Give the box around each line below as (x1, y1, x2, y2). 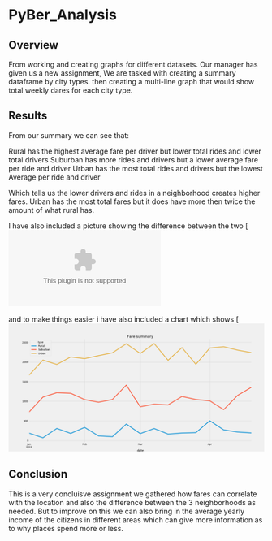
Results (8, 109, 48, 123)
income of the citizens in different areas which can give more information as (8, 514, 263, 525)
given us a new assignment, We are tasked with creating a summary (8, 68, 236, 78)
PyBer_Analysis (8, 6, 118, 24)
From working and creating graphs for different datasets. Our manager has (8, 59, 258, 69)
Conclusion (8, 467, 68, 481)
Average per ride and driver (8, 172, 101, 182)
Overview (8, 38, 59, 52)
